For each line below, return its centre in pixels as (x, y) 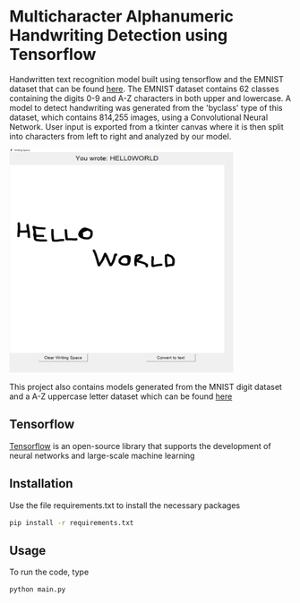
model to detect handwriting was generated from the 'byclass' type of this (146, 107)
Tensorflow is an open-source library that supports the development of (140, 446)
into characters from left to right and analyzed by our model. (120, 136)
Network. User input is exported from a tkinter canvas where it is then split (146, 126)
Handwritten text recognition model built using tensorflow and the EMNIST (147, 79)
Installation (41, 484)
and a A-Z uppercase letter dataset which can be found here (121, 396)
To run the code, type (49, 572)
